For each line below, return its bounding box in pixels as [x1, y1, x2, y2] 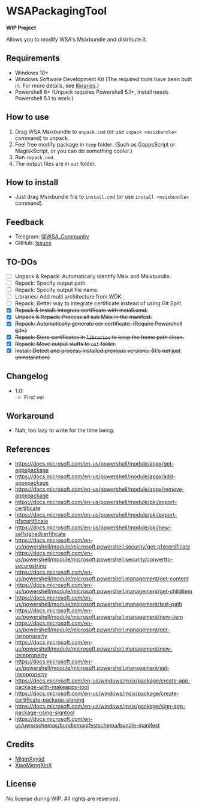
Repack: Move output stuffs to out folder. [14, 340, 117, 347]
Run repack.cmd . [14, 153, 55, 160]
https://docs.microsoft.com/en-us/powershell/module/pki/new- [14, 524, 172, 531]
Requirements [6, 53, 60, 64]
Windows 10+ [14, 69, 49, 76]
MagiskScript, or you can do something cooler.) [14, 147, 133, 154]
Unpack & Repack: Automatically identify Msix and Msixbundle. [14, 273, 171, 280]
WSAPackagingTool [6, 4, 107, 18]
